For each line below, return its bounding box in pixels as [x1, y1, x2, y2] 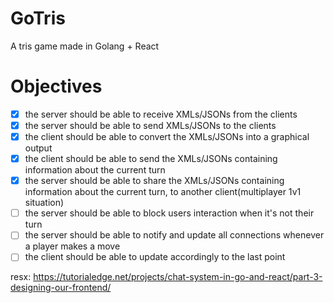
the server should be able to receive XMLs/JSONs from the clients [24, 108, 298, 120]
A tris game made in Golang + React [10, 40, 160, 52]
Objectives [10, 75, 103, 98]
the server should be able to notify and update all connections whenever [24, 229, 325, 241]
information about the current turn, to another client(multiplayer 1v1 [24, 186, 302, 198]
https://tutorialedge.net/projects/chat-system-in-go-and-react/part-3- [33, 271, 323, 283]
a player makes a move [24, 240, 121, 252]
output [24, 142, 53, 154]
